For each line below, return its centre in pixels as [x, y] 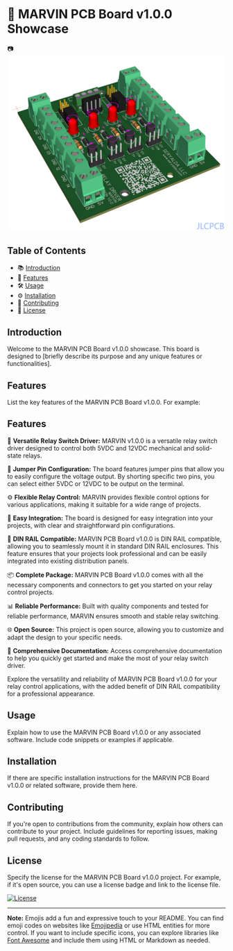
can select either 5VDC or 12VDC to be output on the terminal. [96, 483]
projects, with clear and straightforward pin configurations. [91, 525]
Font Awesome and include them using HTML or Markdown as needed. [109, 940]
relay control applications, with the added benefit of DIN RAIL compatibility [114, 686]
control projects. [31, 592]
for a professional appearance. [51, 693]
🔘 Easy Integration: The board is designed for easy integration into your [110, 518]
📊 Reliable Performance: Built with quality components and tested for [108, 606]
